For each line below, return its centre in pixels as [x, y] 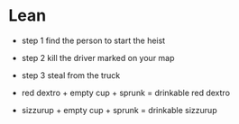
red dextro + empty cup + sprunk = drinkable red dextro [126, 93]
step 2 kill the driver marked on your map [98, 58]
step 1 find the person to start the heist [93, 40]
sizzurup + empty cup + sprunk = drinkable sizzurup [119, 110]
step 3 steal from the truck [71, 75]
